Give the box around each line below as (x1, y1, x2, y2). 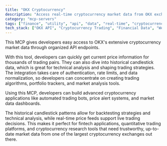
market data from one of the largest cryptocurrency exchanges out (15, 131, 153, 137)
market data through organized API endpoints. (5, 45, 100, 50)
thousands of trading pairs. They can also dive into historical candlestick (5, 59, 154, 65)
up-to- (146, 126, 159, 132)
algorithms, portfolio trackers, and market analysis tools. (5, 80, 121, 87)
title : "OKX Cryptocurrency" (5, 7, 66, 12)
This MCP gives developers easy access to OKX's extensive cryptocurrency (5, 39, 161, 45)
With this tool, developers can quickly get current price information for (5, 54, 149, 60)
